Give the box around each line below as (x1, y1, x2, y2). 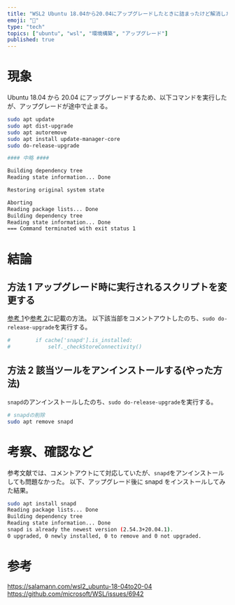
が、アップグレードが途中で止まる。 (7, 102, 112, 111)
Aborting (7, 199, 33, 206)
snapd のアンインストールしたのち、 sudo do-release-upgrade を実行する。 (7, 397, 218, 406)
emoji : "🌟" (7, 17, 39, 24)
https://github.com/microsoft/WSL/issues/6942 (7, 590, 144, 598)
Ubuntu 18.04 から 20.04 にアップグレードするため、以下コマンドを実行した (7, 93, 227, 102)
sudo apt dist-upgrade (7, 122, 73, 130)
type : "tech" (7, 23, 45, 30)
